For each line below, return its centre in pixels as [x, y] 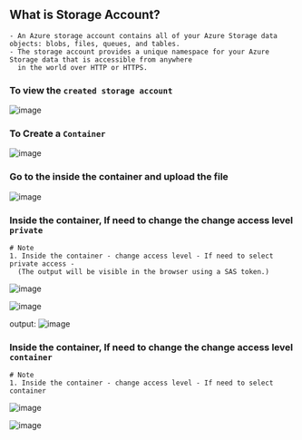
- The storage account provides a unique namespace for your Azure [140, 52]
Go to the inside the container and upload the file [119, 177]
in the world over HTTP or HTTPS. [83, 67]
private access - [42, 264]
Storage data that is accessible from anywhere [101, 59]
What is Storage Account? [85, 15]
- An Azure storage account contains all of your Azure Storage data [144, 35]
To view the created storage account [91, 90]
